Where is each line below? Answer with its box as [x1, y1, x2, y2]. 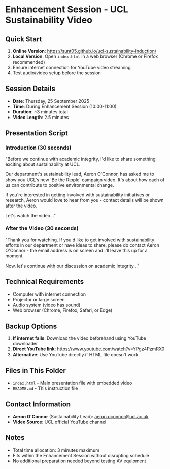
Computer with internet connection [12, 291, 86, 297]
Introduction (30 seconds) [5, 144, 72, 151]
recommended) [12, 59, 45, 65]
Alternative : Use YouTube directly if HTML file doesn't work [12, 351, 139, 358]
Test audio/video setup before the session [12, 70, 101, 76]
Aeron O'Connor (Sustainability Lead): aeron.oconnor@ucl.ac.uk [12, 414, 149, 420]
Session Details [5, 84, 56, 93]
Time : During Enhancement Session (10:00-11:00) [12, 103, 117, 109]
